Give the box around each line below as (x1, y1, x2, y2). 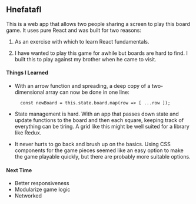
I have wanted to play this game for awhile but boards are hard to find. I (14, 50, 188, 57)
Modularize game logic (14, 186, 71, 193)
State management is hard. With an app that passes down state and (14, 110, 180, 117)
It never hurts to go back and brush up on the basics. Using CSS (14, 141, 171, 148)
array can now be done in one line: (45, 88, 129, 96)
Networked (14, 192, 42, 199)
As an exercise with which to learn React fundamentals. (14, 38, 150, 45)
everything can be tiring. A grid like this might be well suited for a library (14, 123, 190, 130)
